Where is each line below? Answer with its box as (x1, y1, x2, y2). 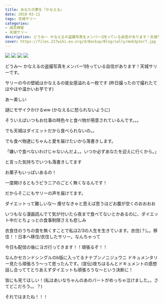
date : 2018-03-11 (5, 12, 41, 17)
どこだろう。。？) (9, 283, 43, 289)
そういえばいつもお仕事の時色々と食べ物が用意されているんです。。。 (5, 117, 142, 123)
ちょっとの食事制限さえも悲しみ (21, 217, 86, 223)
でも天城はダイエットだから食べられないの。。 (5, 127, 97, 133)
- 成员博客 (5, 25, 24, 30)
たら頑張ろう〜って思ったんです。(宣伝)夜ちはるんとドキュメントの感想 (13, 260, 157, 266)
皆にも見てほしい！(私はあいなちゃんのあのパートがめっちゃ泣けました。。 (5, 277, 155, 283)
